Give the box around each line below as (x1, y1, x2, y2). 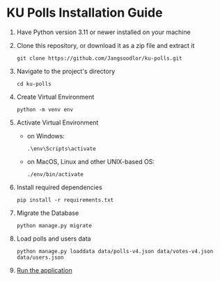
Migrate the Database (16, 209, 79, 217)
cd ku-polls (16, 80, 52, 88)
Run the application (16, 266, 72, 274)
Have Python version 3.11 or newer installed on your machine (16, 28, 191, 36)
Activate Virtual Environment (16, 118, 99, 127)
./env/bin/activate (26, 170, 84, 178)
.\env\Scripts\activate (26, 145, 97, 152)
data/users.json (16, 254, 64, 261)
